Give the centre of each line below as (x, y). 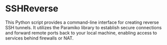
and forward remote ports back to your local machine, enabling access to (81, 33)
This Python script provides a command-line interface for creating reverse (82, 22)
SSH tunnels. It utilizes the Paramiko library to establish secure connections (83, 27)
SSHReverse (32, 9)
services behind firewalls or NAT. (39, 38)
